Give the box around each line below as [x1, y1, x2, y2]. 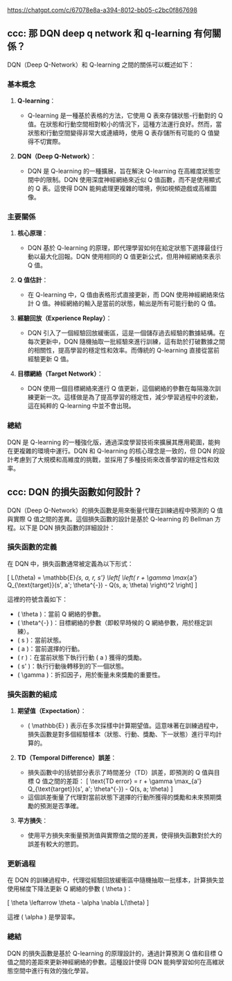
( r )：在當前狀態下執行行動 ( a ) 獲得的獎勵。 [17, 653, 145, 662]
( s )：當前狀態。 [17, 635, 66, 644]
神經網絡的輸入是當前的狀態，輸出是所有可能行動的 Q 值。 [54, 299, 220, 308]
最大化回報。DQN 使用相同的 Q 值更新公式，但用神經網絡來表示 [39, 253, 222, 261]
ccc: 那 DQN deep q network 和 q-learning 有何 [7, 28, 213, 40]
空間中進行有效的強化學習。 [12, 966, 92, 975]
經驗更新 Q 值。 [27, 355, 73, 363]
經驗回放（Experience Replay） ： [17, 314, 112, 322]
